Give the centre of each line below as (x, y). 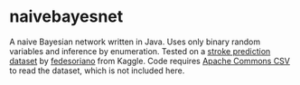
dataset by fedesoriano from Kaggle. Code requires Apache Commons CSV (150, 61)
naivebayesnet (66, 17)
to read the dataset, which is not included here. (97, 71)
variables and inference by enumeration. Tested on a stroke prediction (140, 51)
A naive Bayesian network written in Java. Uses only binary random (135, 42)
